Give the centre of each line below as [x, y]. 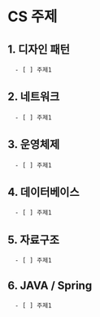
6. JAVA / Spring [50, 285]
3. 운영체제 [34, 144]
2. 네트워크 [34, 97]
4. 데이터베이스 [43, 192]
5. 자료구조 [34, 239]
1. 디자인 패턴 [39, 49]
